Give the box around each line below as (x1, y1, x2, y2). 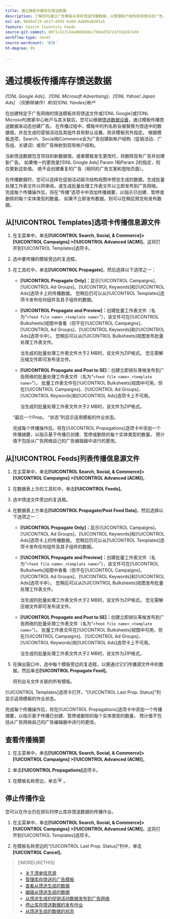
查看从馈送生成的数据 (25, 882, 70, 888)
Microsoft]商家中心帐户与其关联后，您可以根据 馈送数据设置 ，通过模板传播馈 (5, 116, 164, 123)
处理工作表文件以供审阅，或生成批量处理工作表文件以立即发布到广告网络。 (5, 183, 160, 189)
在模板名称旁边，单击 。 (12, 778, 68, 784)
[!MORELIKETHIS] (17, 859, 55, 866)
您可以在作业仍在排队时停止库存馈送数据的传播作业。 (5, 809, 116, 815)
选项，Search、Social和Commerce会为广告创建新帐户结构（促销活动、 (9, 135, 158, 142)
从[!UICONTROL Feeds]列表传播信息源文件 (5, 454, 140, 463)
